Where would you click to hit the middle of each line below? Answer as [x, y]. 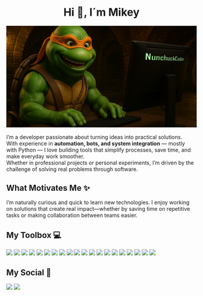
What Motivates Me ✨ [48, 188]
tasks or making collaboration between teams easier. [72, 215]
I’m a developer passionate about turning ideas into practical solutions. [94, 137]
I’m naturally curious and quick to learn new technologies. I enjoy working [98, 202]
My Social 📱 [29, 272]
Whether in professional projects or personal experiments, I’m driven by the [100, 162]
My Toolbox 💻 [34, 235]
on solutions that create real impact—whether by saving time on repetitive [98, 209]
